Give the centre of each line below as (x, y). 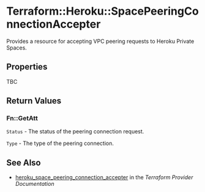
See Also (24, 162)
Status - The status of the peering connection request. (75, 131)
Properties (27, 67)
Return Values (34, 101)
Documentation (35, 184)
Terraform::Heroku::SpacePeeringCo (102, 11)
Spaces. (17, 48)
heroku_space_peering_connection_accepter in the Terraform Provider (104, 177)
